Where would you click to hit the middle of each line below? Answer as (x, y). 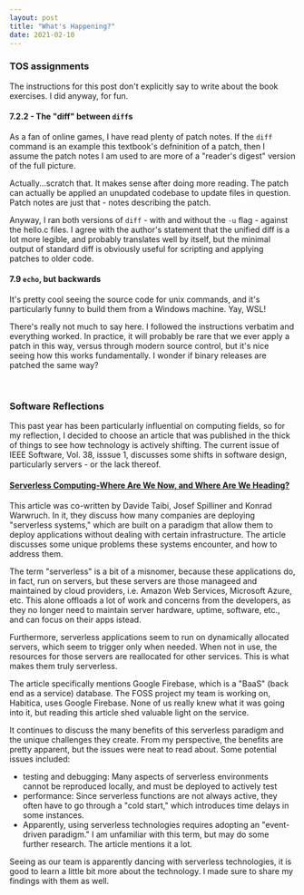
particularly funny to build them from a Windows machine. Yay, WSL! (137, 309)
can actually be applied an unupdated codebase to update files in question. (150, 192)
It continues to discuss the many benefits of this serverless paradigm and (147, 730)
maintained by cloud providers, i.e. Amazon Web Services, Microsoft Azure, (151, 590)
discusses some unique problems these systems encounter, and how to (143, 544)
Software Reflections (57, 406)
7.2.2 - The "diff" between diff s (71, 117)
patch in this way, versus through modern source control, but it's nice (139, 346)
